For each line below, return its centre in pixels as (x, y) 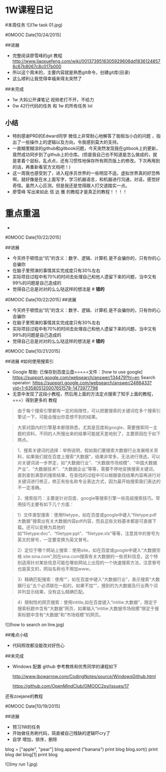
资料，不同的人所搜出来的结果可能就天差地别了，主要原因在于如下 (93, 433)
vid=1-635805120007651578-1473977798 (55, 388)
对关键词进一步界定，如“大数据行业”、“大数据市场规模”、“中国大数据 (87, 462)
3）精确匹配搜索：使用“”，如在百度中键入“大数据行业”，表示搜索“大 (86, 579)
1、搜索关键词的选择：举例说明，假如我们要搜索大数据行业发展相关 (85, 450)
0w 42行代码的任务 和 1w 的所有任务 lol (52, 106)
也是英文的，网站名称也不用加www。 (55, 569)
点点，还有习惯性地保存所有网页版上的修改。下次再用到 (103, 161)
